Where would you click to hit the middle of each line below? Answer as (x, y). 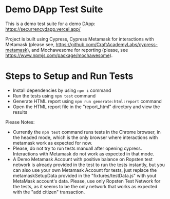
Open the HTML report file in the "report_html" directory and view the (86, 107)
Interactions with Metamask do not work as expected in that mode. (83, 154)
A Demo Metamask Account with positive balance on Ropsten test (83, 159)
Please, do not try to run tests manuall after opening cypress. (77, 148)
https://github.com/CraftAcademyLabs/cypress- (107, 44)
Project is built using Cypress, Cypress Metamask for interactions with (80, 39)
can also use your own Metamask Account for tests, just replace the (85, 170)
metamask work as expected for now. (52, 143)
